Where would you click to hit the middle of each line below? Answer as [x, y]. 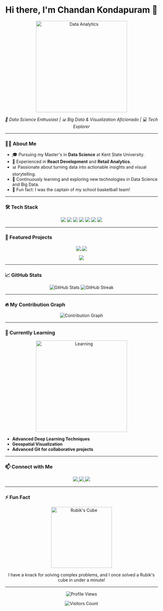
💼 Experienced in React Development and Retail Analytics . [72, 162]
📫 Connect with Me [29, 467]
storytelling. [24, 174]
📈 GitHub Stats [24, 275]
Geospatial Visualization [37, 444]
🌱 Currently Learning [30, 333]
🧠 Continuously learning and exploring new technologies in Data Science [85, 179]
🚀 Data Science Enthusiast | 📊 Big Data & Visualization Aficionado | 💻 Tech [81, 119]
